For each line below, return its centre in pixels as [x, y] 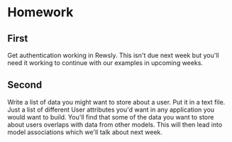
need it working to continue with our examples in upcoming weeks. [105, 63]
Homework [40, 12]
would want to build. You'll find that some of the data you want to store [111, 117]
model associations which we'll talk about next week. [85, 132]
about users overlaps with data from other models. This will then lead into [115, 124]
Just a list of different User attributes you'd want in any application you [111, 110]
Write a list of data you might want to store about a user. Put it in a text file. [116, 102]
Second [25, 85]
